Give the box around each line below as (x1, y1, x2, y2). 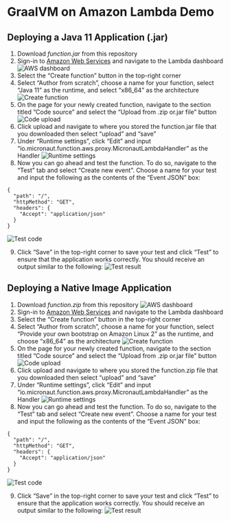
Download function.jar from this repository (16, 49, 138, 58)
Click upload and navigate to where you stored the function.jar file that (16, 123, 217, 130)
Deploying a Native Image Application (7, 282, 172, 294)
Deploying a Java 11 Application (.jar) (7, 32, 168, 43)
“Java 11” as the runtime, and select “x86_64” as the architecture (16, 86, 199, 94)
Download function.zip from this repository (16, 300, 139, 308)
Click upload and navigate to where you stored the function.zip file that (16, 366, 218, 374)
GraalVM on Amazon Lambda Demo (7, 4, 214, 20)
